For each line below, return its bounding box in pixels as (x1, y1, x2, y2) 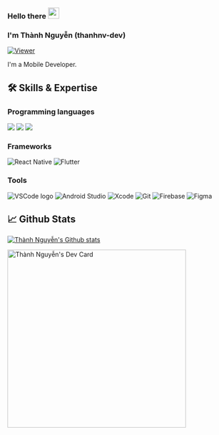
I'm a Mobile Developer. (7, 61, 77, 69)
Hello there (7, 11, 46, 21)
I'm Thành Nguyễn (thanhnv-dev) (7, 30, 126, 40)
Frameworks (7, 141, 52, 151)
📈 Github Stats (7, 213, 76, 225)
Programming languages (7, 107, 95, 117)
